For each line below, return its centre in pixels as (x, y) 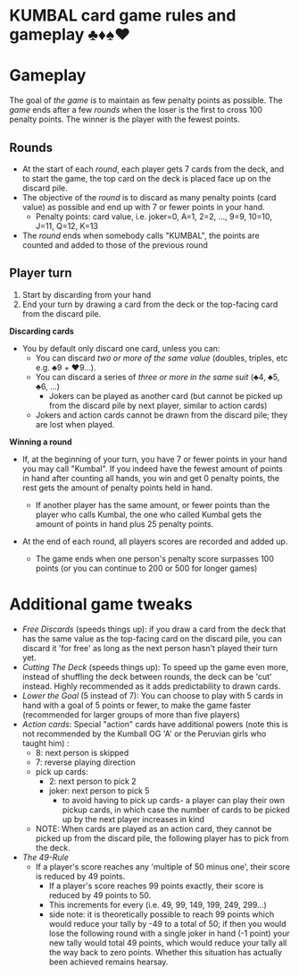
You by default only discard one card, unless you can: (121, 348)
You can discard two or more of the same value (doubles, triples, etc (162, 358)
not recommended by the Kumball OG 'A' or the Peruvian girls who (144, 734)
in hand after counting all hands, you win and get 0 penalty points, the (150, 478)
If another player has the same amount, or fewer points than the (153, 505)
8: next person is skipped (82, 752)
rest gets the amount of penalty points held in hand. (117, 488)
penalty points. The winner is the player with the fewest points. (125, 119)
